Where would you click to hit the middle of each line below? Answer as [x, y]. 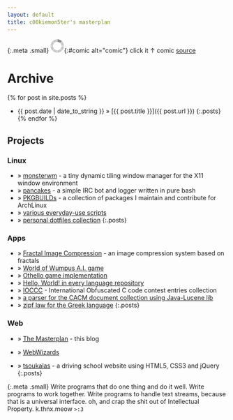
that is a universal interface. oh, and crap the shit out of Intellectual [103, 401]
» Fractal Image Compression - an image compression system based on [121, 253]
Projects [26, 141]
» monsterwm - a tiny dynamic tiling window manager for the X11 [110, 176]
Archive [31, 78]
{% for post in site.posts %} [47, 98]
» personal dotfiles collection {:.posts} [72, 220]
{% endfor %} [37, 119]
